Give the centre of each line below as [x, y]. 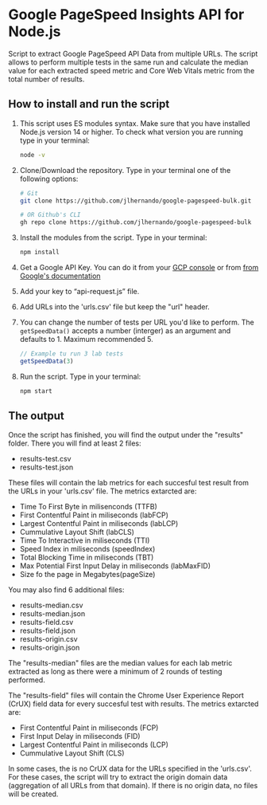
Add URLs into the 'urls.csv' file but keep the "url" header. [115, 307]
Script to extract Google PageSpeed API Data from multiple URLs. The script [133, 53]
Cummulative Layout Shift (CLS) [72, 753]
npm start [36, 391]
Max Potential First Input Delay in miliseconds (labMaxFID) [115, 566]
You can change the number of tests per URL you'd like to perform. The [137, 322]
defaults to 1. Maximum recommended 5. [86, 339]
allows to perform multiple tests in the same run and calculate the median [128, 62]
